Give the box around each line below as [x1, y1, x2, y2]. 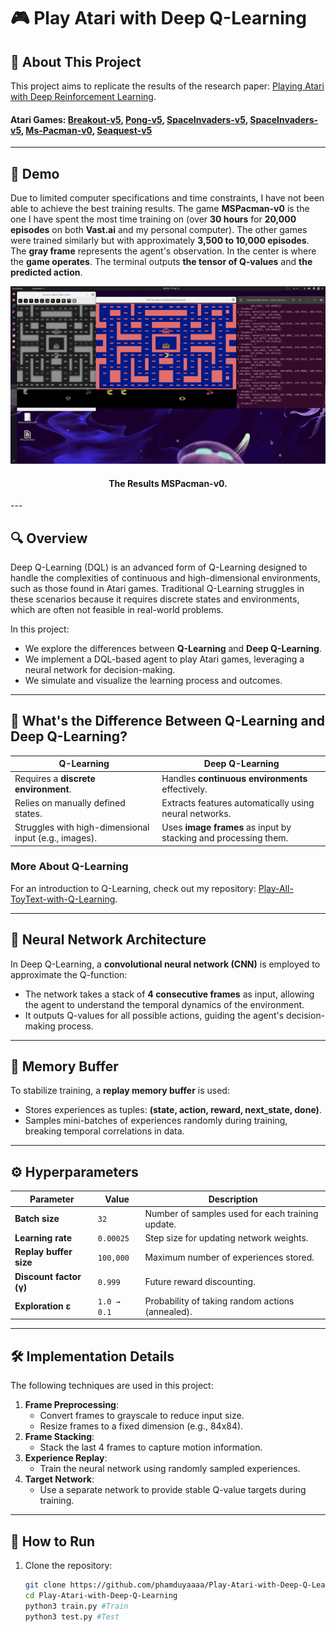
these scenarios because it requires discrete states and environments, [10, 593, 300, 605]
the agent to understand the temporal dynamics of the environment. [24, 998, 305, 1010]
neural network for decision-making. [24, 663, 176, 675]
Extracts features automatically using [161, 796, 315, 809]
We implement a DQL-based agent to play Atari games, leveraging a [24, 653, 305, 665]
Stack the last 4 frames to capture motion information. [39, 1441, 263, 1454]
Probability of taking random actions [144, 1295, 295, 1307]
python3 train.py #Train [24, 1601, 129, 1611]
